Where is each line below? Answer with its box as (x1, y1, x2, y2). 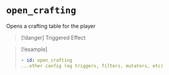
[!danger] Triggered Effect (20, 34, 86, 41)
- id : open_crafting (20, 57, 73, 63)
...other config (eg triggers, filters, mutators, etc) (20, 62, 164, 69)
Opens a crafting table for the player (6, 22, 96, 29)
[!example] (20, 46, 48, 53)
